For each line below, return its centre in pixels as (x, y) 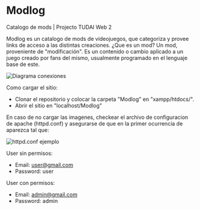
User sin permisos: (29, 153)
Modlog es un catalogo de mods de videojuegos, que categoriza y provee (98, 38)
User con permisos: (31, 183)
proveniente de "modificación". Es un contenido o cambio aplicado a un (95, 51)
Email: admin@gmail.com (46, 194)
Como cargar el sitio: (32, 87)
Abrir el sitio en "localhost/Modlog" (58, 105)
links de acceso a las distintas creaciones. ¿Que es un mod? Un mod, (92, 45)
